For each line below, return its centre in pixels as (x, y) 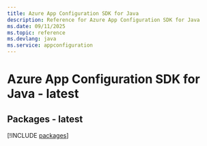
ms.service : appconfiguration (50, 45)
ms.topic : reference (37, 33)
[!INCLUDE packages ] (38, 135)
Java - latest (43, 94)
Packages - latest (45, 119)
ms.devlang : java (32, 39)
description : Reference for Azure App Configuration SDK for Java (104, 20)
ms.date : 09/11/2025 (37, 26)
